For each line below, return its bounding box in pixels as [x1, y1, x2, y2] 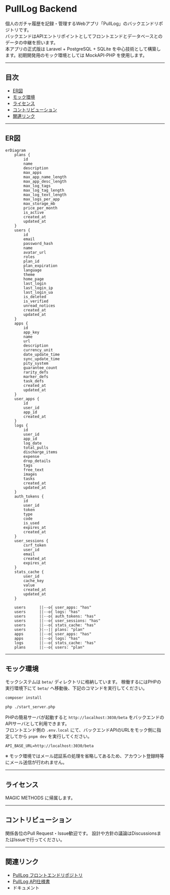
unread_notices [23, 303, 56, 308]
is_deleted [23, 294, 47, 299]
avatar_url [23, 249, 47, 255]
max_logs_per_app [23, 196, 60, 202]
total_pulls [23, 445, 49, 450]
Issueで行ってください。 [14, 836, 65, 842]
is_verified [23, 299, 49, 304]
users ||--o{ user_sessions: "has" [14, 618, 101, 623]
